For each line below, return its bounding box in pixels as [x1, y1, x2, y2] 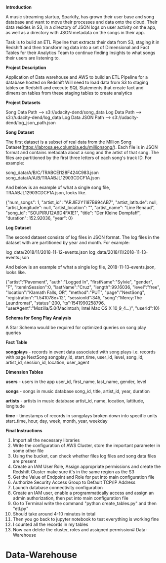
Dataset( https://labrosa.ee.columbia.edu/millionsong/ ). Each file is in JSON [5, 144, 158, 150]
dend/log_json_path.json [5, 120, 56, 125]
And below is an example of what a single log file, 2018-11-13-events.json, [5, 264, 156, 270]
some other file [12, 448, 44, 453]
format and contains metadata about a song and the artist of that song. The [5, 150, 159, 155]
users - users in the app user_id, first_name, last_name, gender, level [5, 379, 146, 385]
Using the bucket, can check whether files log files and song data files [12, 453, 156, 459]
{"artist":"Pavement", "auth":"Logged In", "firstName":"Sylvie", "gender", [5, 279, 154, 284]
